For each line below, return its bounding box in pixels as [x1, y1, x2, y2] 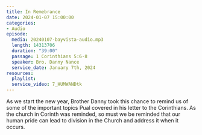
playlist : [11, 76, 36, 82]
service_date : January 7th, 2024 [11, 64, 96, 71]
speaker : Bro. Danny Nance [11, 59, 80, 65]
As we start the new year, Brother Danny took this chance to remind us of [6, 98, 189, 105]
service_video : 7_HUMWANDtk [11, 82, 83, 88]
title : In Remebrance [6, 8, 61, 15]
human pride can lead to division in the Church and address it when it [6, 117, 179, 124]
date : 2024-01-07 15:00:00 [6, 14, 74, 20]
